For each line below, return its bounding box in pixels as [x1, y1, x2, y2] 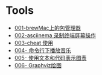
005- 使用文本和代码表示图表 [14, 54, 87, 61]
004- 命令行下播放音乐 [14, 46, 71, 54]
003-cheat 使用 [14, 39, 54, 46]
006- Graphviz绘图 [14, 61, 62, 69]
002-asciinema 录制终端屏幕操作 [14, 31, 96, 39]
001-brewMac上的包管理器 [14, 24, 81, 31]
